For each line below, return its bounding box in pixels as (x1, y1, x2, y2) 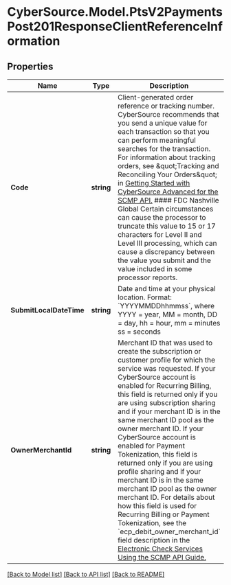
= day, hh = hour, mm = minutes (118, 319, 221, 328)
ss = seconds (118, 327, 162, 336)
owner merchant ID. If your (118, 424, 204, 433)
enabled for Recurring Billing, (118, 381, 212, 390)
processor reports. (118, 273, 178, 282)
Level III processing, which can (118, 238, 217, 248)
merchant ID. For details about (118, 492, 215, 502)
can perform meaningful (118, 135, 196, 145)
